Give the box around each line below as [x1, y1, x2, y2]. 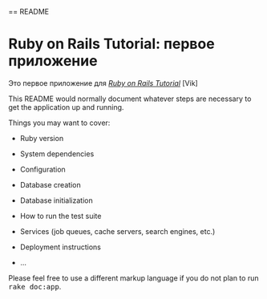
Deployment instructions [19, 242, 102, 252]
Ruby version [19, 133, 64, 143]
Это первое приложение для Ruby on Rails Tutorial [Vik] [8, 78, 198, 87]
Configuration [19, 164, 66, 174]
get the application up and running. [8, 102, 124, 111]
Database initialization [19, 196, 94, 205]
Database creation [19, 180, 82, 189]
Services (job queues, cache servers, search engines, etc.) [19, 226, 216, 236]
